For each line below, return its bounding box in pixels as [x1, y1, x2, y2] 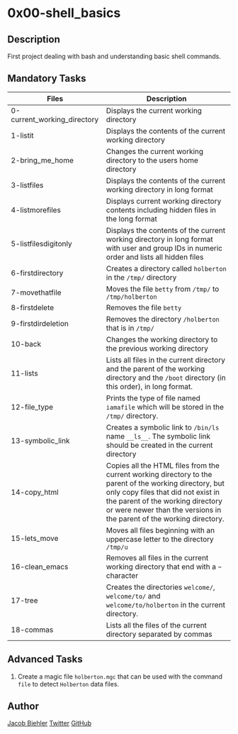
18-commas [11, 625, 54, 635]
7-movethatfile [11, 287, 62, 297]
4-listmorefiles [11, 204, 62, 214]
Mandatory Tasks [7, 72, 86, 84]
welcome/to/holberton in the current [106, 600, 225, 610]
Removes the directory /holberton [106, 314, 220, 324]
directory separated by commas [106, 629, 212, 639]
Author [7, 701, 39, 713]
